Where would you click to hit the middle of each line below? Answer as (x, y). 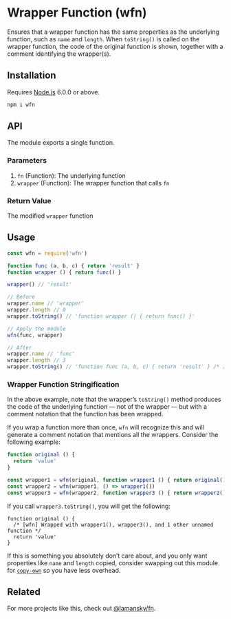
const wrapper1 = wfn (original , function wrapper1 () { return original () (117, 480)
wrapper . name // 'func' (41, 354)
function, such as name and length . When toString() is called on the (103, 39)
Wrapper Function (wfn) (77, 13)
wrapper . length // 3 (37, 361)
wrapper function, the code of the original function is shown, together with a (115, 46)
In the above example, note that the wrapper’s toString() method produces (114, 399)
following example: (34, 442)
